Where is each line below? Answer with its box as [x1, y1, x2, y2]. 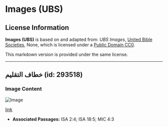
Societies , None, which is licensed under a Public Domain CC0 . [5, 42, 135, 48]
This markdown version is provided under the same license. [5, 51, 128, 57]
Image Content [5, 86, 42, 93]
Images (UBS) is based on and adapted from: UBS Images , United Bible [5, 36, 152, 42]
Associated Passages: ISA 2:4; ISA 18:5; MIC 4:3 [12, 116, 114, 122]
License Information [5, 23, 69, 32]
